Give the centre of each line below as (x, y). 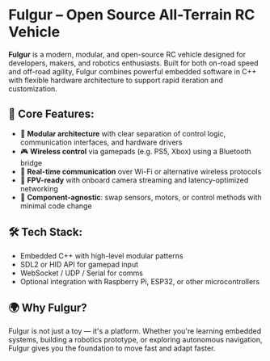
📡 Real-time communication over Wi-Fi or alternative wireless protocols (141, 171)
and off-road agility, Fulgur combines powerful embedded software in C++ (133, 71)
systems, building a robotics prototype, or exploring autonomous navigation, (135, 340)
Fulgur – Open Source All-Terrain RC (132, 15)
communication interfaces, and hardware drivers (101, 142)
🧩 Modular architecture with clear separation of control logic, (123, 133)
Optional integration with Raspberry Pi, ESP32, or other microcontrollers (140, 281)
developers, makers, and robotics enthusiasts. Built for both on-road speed (133, 63)
